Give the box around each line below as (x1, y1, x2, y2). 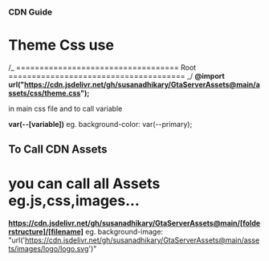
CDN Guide (8, 6, 53, 18)
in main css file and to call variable (8, 104, 123, 113)
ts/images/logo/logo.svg (8, 244, 89, 254)
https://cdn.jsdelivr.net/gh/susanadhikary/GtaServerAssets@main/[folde (8, 218, 261, 228)
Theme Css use (8, 36, 115, 55)
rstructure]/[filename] (8, 227, 84, 237)
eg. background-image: (85, 227, 163, 237)
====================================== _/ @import (8, 71, 225, 80)
